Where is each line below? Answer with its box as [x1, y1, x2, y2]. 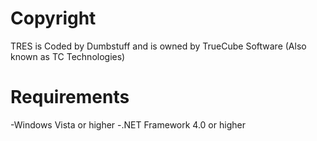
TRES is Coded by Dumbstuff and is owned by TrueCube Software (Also [10, 40, 307, 52]
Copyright [10, 7, 97, 30]
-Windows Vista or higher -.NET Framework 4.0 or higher [10, 118, 246, 131]
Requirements [10, 86, 130, 109]
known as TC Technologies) [10, 50, 126, 62]
